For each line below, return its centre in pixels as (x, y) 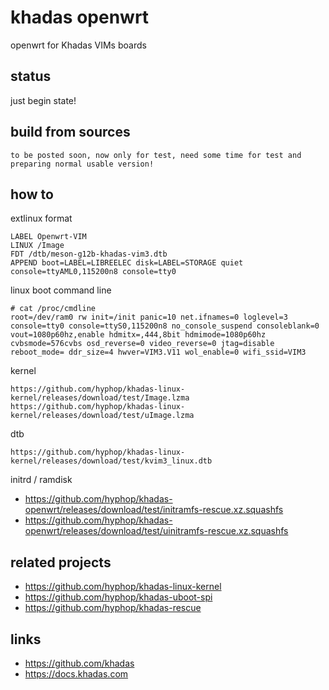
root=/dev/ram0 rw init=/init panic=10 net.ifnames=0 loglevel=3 (149, 317)
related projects (61, 562)
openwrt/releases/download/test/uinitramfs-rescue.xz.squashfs (156, 531)
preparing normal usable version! (82, 164)
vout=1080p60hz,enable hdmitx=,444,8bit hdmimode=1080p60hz (138, 335)
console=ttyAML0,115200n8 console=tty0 (93, 272)
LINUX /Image (37, 246)
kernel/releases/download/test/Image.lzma (100, 398)
